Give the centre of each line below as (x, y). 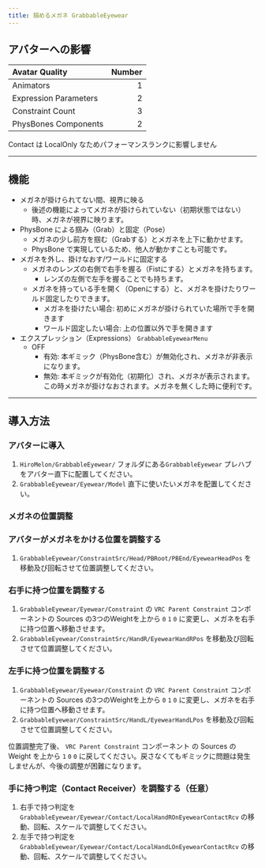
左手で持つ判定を (47, 837)
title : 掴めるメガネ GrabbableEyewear (68, 15)
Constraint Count (44, 111)
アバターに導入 (36, 445)
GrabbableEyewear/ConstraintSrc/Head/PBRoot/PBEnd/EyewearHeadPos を (135, 558)
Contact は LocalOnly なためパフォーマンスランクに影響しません (113, 145)
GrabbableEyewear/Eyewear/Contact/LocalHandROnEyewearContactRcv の (134, 817)
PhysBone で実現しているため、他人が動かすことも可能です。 (131, 249)
